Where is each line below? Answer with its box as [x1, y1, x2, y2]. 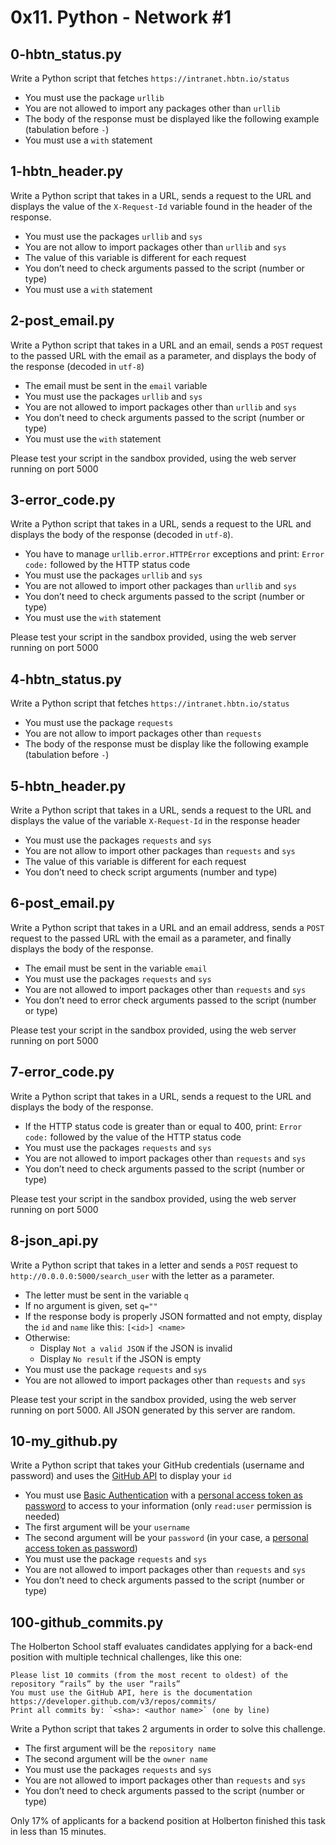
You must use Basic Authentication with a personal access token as [24, 1489, 303, 1501]
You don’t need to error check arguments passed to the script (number [24, 994, 317, 1006]
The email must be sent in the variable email [24, 962, 208, 974]
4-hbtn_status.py [10, 671, 122, 688]
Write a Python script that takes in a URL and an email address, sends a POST [10, 921, 325, 933]
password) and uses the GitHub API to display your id [10, 1470, 232, 1482]
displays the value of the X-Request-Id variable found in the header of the [10, 200, 313, 212]
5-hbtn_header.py [10, 777, 127, 795]
